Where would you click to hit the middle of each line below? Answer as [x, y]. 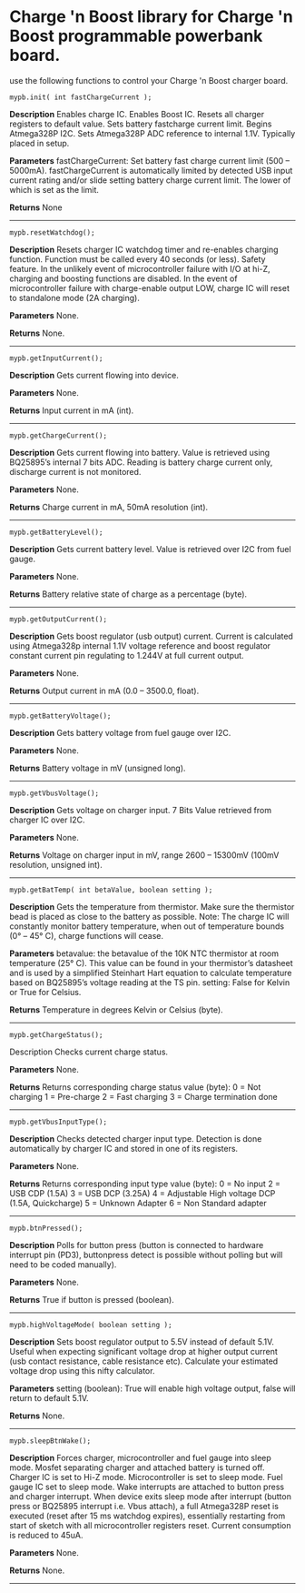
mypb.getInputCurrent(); [56, 358]
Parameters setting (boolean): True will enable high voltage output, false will [152, 1388]
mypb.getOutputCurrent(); [58, 619]
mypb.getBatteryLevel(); [56, 532]
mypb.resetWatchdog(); [52, 232]
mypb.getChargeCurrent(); [58, 435]
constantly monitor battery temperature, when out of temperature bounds [147, 926]
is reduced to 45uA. [46, 1535]
